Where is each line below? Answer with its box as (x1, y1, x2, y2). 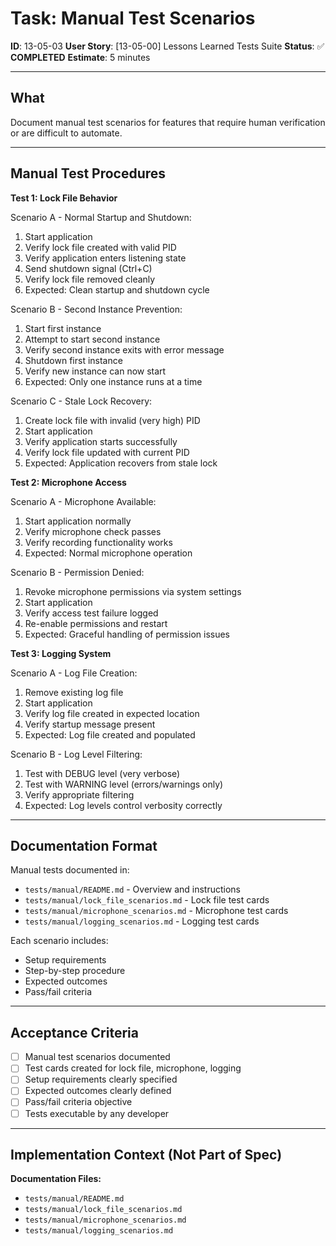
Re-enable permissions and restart (24, 617, 168, 629)
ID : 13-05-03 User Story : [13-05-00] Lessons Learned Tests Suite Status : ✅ (10, 40, 325, 52)
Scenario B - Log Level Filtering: (10, 748, 143, 760)
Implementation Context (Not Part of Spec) (10, 1146, 283, 1163)
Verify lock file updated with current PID (24, 446, 190, 458)
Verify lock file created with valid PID (24, 241, 177, 253)
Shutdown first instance (24, 354, 123, 366)
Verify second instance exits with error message (24, 343, 225, 356)
